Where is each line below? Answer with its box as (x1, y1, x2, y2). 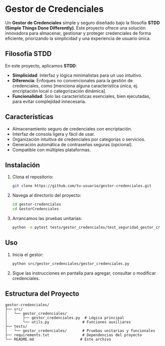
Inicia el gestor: (12, 252, 44, 257)
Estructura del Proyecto (5, 289, 80, 298)
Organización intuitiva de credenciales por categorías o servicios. (12, 136, 146, 142)
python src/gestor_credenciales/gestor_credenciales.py (12, 261, 130, 266)
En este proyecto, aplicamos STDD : (5, 63, 77, 68)
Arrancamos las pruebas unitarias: (12, 216, 82, 221)
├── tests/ (5, 324, 28, 329)
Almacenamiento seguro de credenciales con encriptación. (12, 126, 132, 131)
